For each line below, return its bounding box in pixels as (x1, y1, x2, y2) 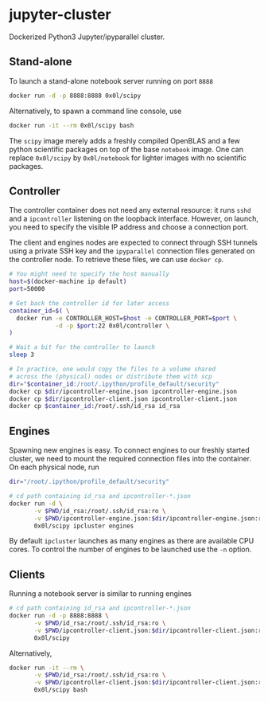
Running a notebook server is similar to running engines (9, 589, 192, 598)
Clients (9, 567, 45, 581)
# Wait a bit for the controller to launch (9, 343, 156, 351)
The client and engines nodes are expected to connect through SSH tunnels (9, 237, 258, 248)
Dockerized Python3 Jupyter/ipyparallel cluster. (9, 32, 165, 41)
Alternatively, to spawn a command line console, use (9, 106, 182, 116)
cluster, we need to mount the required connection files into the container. (9, 454, 251, 464)
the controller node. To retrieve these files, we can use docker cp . (9, 255, 224, 265)
